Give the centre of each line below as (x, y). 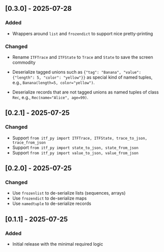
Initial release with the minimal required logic (58, 244)
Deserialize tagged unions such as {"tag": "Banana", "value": (77, 72)
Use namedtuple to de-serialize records (52, 203)
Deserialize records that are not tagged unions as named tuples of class (85, 92)
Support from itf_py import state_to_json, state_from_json (75, 147)
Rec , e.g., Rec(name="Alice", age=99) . (50, 97)
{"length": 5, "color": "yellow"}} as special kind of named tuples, (82, 77)
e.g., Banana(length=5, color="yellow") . (53, 82)
